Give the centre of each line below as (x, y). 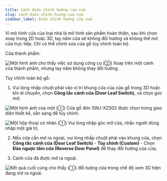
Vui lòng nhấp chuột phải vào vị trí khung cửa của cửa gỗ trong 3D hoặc (86, 88)
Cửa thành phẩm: (23, 53)
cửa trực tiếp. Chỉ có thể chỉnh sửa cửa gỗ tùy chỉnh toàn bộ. (67, 44)
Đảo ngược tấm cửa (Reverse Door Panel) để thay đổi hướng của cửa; (84, 149)
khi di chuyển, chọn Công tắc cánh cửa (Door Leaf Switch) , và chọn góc (87, 93)
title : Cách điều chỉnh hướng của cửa (45, 10)
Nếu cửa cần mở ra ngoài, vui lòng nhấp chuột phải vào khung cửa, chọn (87, 138)
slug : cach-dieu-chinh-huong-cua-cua (44, 14)
